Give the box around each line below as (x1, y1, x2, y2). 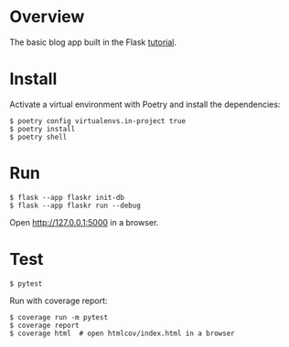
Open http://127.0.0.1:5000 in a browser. (9, 216, 159, 227)
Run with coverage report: (9, 295, 108, 306)
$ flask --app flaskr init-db (9, 193, 125, 202)
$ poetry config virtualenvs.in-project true (9, 116, 186, 125)
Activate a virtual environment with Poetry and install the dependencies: (9, 99, 281, 110)
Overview (9, 6, 85, 27)
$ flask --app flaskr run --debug (9, 201, 142, 210)
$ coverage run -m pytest (9, 312, 108, 321)
